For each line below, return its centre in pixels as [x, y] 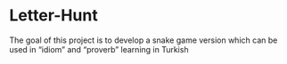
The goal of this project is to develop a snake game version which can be [143, 40]
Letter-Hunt [53, 16]
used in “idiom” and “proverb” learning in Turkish [99, 49]
